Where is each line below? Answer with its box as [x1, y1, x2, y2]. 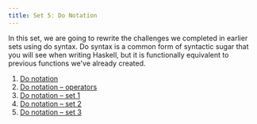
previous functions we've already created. [8, 58, 146, 68]
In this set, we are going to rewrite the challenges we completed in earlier [8, 33, 248, 43]
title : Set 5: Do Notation [8, 11, 98, 20]
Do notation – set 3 [19, 107, 82, 117]
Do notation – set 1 [19, 90, 81, 100]
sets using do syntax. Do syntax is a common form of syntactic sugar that [8, 41, 249, 51]
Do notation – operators [19, 82, 98, 92]
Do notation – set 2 [19, 99, 82, 108]
